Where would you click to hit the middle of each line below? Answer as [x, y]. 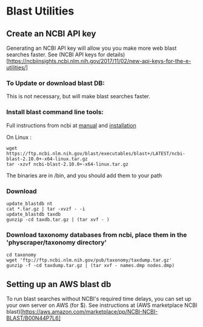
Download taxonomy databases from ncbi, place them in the [97, 235]
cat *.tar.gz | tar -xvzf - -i [46, 209]
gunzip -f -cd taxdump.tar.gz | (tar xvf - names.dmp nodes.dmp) [90, 266]
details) [116, 55]
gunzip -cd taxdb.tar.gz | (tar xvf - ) [58, 220]
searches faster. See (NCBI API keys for [56, 55]
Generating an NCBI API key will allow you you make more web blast [92, 48]
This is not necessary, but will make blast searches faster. [78, 96]
